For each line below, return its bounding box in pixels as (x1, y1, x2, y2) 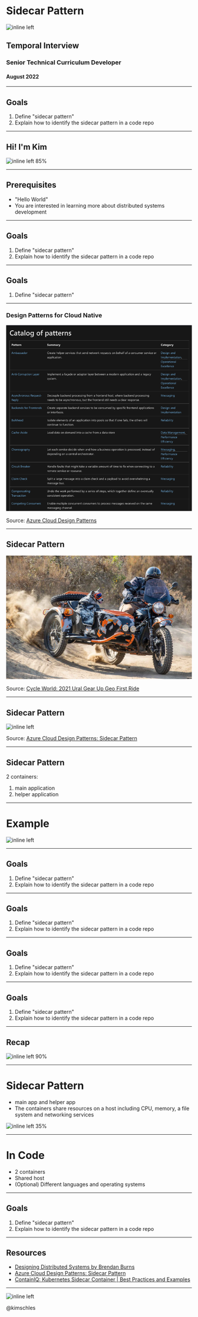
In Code (6, 1149, 45, 1162)
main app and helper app (14, 1098, 75, 1105)
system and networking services (14, 1111, 94, 1118)
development (14, 208, 47, 215)
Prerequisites (6, 180, 57, 190)
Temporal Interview (6, 41, 80, 51)
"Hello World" (14, 196, 48, 203)
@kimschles (6, 1305, 36, 1312)
